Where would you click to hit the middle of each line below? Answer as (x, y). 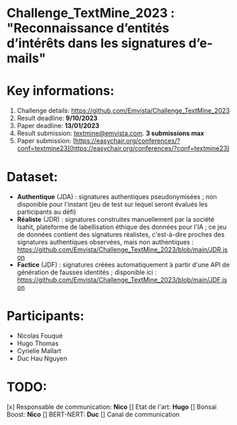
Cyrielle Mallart (39, 351)
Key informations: (61, 91)
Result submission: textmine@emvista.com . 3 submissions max (110, 134)
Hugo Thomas (38, 343)
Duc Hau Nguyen (42, 358)
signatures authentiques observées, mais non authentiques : (105, 242)
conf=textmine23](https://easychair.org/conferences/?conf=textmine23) (123, 149)
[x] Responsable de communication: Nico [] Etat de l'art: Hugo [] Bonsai (112, 407)
